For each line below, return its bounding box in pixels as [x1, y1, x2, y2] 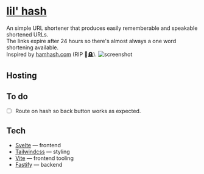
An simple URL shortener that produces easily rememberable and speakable [6, 24, 198, 32]
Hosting [6, 71, 38, 81]
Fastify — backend [15, 161, 63, 169]
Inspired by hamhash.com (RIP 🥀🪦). [6, 50, 97, 58]
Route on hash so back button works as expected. [15, 108, 141, 115]
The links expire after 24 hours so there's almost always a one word [6, 37, 177, 44]
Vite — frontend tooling [15, 155, 74, 162]
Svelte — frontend [15, 142, 61, 149]
